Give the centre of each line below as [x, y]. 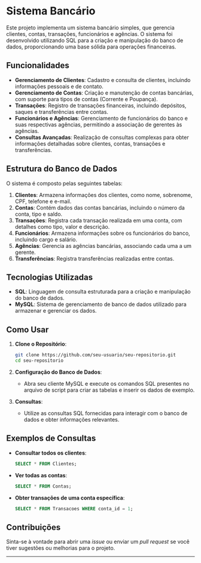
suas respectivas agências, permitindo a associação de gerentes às [98, 125]
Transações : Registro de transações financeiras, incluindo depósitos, [100, 105]
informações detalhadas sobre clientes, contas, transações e [90, 143]
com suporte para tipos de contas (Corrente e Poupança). [86, 99]
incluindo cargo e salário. [46, 239]
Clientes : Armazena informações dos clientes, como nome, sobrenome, [103, 195]
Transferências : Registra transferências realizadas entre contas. [95, 258]
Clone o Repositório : [41, 344]
